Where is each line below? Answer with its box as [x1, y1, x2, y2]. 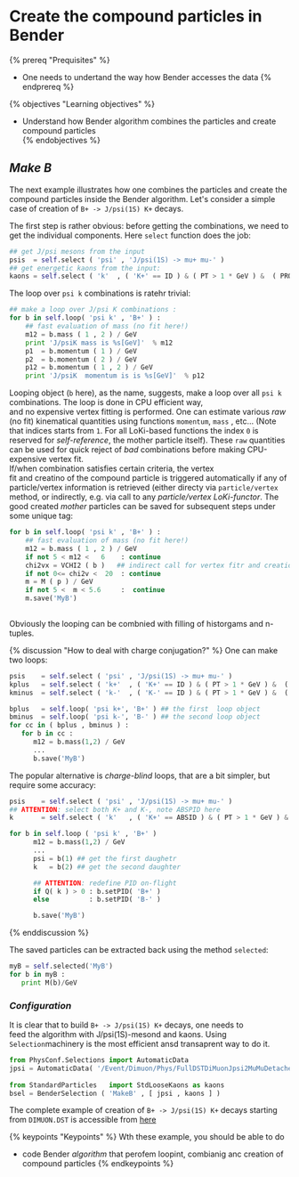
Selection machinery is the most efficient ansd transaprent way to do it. [9, 1039, 271, 1050]
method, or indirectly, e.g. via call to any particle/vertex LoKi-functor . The [9, 491, 279, 502]
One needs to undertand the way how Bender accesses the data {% [21, 71, 272, 82]
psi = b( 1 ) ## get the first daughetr [32, 854, 177, 863]
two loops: [9, 654, 48, 665]
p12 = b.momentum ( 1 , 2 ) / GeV [25, 363, 153, 372]
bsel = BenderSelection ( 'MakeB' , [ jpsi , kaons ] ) [9, 1089, 221, 1098]
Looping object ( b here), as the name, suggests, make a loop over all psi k [9, 387, 282, 398]
